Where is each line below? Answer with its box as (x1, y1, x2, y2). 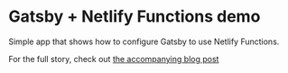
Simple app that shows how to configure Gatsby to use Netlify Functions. (8, 36, 280, 47)
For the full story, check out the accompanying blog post (8, 53, 219, 64)
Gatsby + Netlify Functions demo (8, 6, 261, 27)
